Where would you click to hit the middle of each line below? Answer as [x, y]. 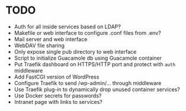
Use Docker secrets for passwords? [58, 96]
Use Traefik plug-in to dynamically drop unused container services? [97, 89]
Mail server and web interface [51, 39]
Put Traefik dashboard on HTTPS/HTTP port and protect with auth [95, 64]
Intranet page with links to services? [58, 102]
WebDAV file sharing [39, 45]
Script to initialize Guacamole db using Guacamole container [88, 58]
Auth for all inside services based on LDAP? [67, 27]
